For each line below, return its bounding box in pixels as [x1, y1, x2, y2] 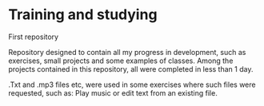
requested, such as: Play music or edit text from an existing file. [8, 88, 218, 97]
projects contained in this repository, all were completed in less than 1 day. [8, 64, 254, 73]
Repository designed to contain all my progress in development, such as [8, 47, 246, 57]
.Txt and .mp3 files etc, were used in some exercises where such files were [8, 80, 256, 89]
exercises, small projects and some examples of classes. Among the [8, 56, 234, 65]
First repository [8, 32, 58, 41]
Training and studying [8, 6, 158, 24]
